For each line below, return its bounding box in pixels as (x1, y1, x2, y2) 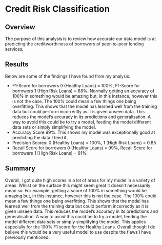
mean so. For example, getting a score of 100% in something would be (5, 187, 147, 193)
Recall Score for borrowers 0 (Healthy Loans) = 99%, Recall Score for (12, 145, 153, 151)
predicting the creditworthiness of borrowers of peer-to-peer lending (5, 41, 144, 47)
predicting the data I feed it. (12, 134, 68, 140)
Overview (5, 23, 36, 31)
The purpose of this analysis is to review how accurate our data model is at (5, 36, 156, 41)
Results (5, 60, 29, 69)
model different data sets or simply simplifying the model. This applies (5, 219, 146, 225)
